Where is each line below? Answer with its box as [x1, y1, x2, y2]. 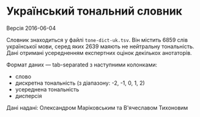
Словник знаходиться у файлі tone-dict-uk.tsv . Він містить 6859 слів [6, 36, 188, 43]
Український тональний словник [6, 4, 182, 18]
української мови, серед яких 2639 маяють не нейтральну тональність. [6, 43, 194, 50]
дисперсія [15, 92, 42, 99]
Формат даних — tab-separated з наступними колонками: [6, 61, 158, 68]
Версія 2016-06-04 [6, 24, 56, 32]
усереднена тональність [15, 85, 80, 93]
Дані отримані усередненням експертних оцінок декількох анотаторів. [6, 49, 192, 56]
